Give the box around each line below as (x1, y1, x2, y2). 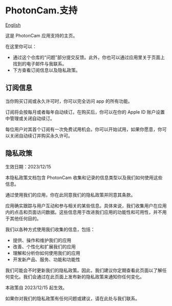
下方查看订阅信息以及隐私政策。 (12, 67, 80, 73)
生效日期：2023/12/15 (5, 163, 51, 169)
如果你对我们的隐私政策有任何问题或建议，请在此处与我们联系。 (5, 295, 140, 301)
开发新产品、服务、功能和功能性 (12, 256, 80, 263)
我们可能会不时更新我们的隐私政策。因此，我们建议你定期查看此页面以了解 (5, 267, 162, 273)
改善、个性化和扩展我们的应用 (12, 244, 76, 250)
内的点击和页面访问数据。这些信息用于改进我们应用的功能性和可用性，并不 (5, 209, 162, 215)
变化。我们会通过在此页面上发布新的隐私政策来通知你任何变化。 (9, 273, 144, 279)
